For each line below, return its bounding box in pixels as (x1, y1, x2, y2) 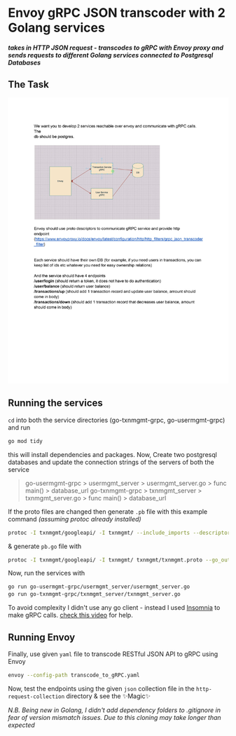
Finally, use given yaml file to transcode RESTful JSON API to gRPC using (8, 650, 218, 658)
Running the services (8, 397, 104, 409)
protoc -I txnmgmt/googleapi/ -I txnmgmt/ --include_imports (8, 529, 190, 536)
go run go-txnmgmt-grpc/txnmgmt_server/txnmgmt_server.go (8, 591, 181, 598)
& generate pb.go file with (8, 542, 82, 550)
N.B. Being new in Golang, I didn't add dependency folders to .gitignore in (8, 706, 221, 714)
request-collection (8, 693, 65, 700)
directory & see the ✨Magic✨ (66, 692, 151, 700)
